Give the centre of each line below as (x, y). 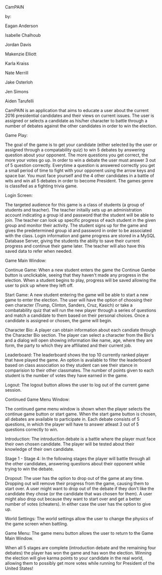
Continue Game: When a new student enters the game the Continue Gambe (80, 270)
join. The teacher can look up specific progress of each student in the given (81, 220)
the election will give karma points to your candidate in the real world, (74, 558)
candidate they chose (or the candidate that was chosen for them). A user (79, 494)
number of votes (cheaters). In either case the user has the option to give (78, 504)
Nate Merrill (17, 73)
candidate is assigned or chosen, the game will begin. (59, 320)
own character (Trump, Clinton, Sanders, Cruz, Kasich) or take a (69, 305)
